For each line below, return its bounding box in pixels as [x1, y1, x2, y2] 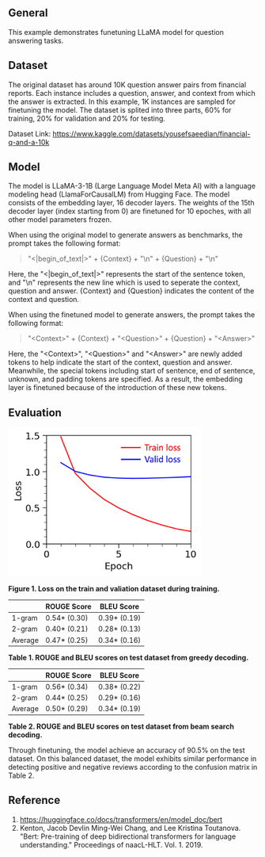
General [8, 6, 49, 20]
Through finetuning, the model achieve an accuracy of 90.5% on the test [8, 745, 245, 755]
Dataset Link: [8, 128, 51, 138]
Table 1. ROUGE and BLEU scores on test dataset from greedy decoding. [8, 653, 249, 662]
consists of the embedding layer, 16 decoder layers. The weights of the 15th [8, 198, 255, 208]
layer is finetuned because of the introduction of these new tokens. [8, 383, 227, 392]
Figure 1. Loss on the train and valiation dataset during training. [8, 584, 220, 594]
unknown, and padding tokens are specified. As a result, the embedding [8, 374, 243, 384]
